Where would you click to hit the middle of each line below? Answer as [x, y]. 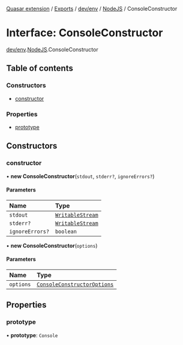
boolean [66, 231]
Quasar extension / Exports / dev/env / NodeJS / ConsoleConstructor [92, 9]
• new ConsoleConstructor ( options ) [52, 245]
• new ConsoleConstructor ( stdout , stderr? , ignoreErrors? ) [80, 176]
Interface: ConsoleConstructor [85, 33]
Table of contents [40, 68]
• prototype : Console [32, 335]
